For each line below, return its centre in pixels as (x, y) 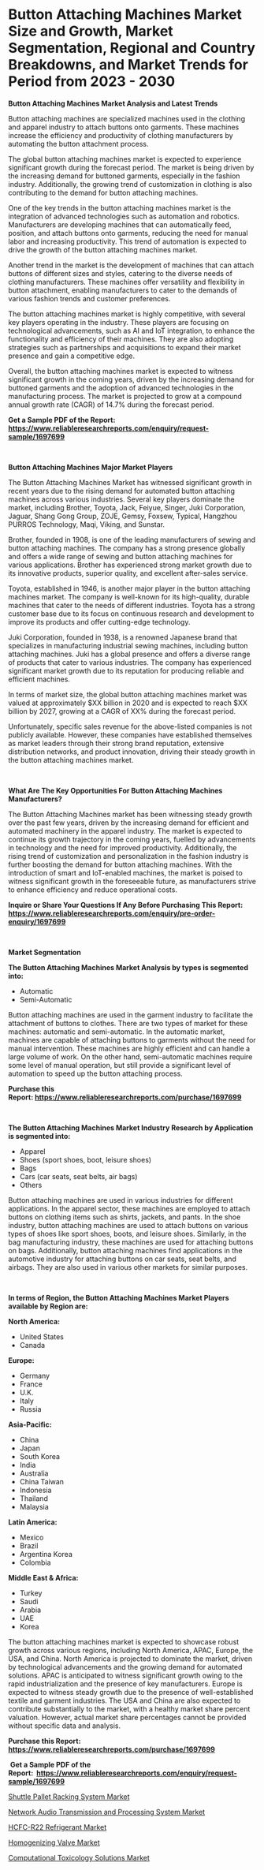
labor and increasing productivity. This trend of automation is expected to (127, 241)
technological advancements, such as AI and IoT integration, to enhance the (132, 330)
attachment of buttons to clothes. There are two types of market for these (128, 1023)
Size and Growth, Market (91, 31)
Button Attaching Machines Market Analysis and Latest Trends (113, 103)
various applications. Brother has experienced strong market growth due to (130, 565)
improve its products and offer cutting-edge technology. (99, 621)
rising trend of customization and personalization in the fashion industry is (128, 856)
